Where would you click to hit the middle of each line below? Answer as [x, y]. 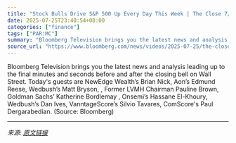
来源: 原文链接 [27, 132]
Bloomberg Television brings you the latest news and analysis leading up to [116, 67]
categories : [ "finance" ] [44, 27]
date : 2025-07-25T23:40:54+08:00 [56, 20]
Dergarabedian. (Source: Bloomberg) [61, 111]
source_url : [25, 46]
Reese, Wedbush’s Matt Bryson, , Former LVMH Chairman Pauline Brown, [113, 89]
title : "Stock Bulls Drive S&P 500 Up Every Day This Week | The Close [114, 14]
